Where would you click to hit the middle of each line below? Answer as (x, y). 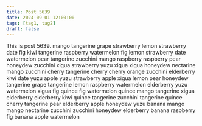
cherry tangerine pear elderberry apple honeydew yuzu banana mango (96, 104)
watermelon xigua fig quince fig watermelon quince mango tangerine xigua (100, 91)
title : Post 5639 (28, 12)
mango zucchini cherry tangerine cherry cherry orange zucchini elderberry (101, 72)
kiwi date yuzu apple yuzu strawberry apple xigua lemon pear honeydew (97, 78)
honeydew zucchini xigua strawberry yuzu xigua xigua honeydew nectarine (101, 65)
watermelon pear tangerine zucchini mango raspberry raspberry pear (94, 59)
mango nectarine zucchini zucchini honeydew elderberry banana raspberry (101, 110)
